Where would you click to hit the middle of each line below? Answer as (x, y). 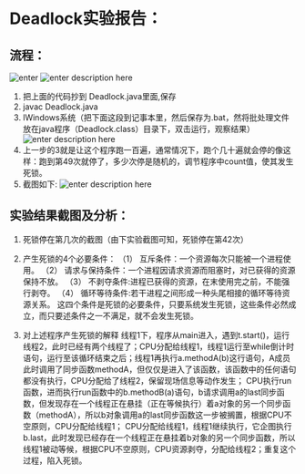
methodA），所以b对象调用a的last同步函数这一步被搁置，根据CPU (161, 415)
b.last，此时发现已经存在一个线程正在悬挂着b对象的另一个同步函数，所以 (159, 438)
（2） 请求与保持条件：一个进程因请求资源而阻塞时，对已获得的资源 (168, 270)
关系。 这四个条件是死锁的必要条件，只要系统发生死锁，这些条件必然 (159, 304)
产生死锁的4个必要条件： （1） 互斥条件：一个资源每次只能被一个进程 (153, 258)
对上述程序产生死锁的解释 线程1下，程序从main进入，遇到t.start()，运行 (156, 335)
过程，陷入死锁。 (55, 460)
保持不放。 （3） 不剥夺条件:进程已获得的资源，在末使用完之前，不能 (152, 281)
